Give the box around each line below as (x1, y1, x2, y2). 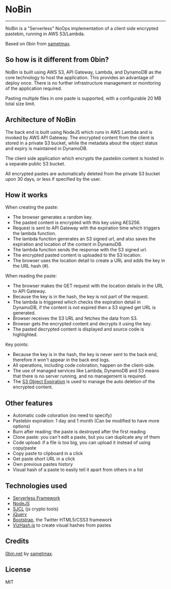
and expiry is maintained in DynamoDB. (5, 145, 88, 151)
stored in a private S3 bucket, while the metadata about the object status (5, 139, 158, 146)
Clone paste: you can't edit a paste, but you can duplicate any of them (12, 434, 160, 440)
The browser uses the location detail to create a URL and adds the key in (12, 257, 165, 264)
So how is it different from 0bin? (5, 55, 109, 64)
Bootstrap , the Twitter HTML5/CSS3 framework (12, 517, 112, 523)
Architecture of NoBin (5, 115, 76, 124)
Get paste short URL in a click (12, 456, 75, 462)
